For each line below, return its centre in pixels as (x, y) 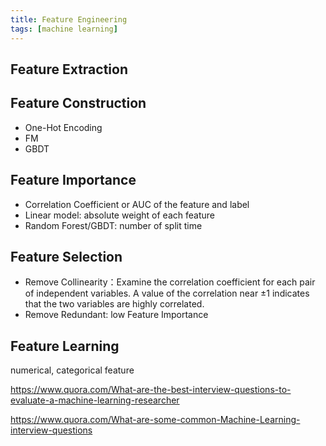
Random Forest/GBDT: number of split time (113, 225)
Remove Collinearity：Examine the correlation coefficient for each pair (170, 282)
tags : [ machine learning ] (64, 29)
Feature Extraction (69, 69)
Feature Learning (65, 346)
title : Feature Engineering (69, 19)
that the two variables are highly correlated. (114, 304)
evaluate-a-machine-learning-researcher (95, 400)
